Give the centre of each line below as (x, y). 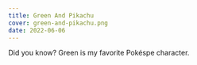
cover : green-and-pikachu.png (58, 23)
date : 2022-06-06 (37, 30)
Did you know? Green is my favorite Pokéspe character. (99, 53)
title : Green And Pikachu (51, 15)
